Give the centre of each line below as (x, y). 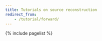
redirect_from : (21, 14)
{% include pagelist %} (29, 33)
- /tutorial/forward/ (36, 19)
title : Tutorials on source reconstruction (51, 10)
